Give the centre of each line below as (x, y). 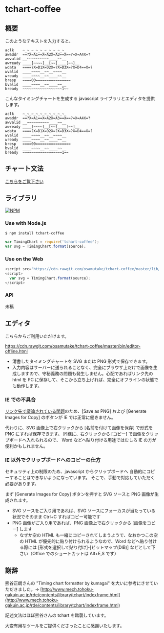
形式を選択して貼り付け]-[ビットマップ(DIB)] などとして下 (97, 547)
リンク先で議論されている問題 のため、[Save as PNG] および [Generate (76, 411)
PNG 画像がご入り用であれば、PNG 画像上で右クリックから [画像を (80, 523)
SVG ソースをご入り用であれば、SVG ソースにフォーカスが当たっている (84, 511)
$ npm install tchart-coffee (35, 233)
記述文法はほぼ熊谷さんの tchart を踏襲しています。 (57, 615)
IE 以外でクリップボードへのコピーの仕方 (53, 460)
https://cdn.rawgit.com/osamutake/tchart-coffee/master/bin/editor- (73, 346)
